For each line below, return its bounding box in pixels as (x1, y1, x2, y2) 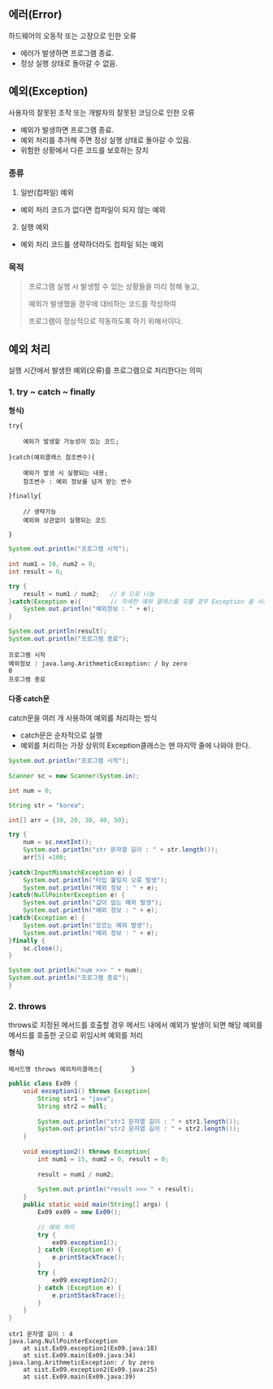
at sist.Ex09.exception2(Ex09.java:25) (23, 1365, 158, 1374)
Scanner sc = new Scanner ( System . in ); (8, 772, 140, 780)
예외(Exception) (8, 85, 89, 98)
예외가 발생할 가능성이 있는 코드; (23, 438, 119, 446)
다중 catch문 (8, 694, 50, 703)
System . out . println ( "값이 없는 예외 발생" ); (23, 899, 162, 907)
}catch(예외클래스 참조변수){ (8, 454, 96, 462)
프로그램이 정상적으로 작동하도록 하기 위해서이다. (28, 316, 183, 326)
